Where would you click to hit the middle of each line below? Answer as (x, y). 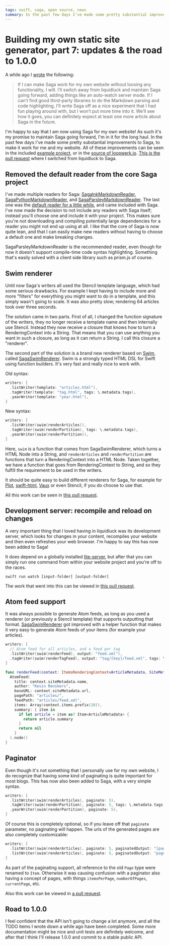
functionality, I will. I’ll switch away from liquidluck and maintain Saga (89, 90)
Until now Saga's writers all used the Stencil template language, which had (82, 285)
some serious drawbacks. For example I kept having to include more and (80, 291)
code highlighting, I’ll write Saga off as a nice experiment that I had (87, 106)
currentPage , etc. (23, 884)
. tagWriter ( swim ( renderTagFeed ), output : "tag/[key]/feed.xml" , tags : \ (88, 659)
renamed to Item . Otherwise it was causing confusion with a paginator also (83, 873)
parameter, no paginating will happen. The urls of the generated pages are (82, 829)
